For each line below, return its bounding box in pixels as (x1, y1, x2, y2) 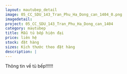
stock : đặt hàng (5, 40, 39, 45)
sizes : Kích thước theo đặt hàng (5, 44, 75, 49)
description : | (5, 49, 37, 54)
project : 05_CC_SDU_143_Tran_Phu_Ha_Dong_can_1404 (5, 21, 113, 26)
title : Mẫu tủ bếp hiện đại (5, 30, 64, 35)
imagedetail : (5, 16, 33, 21)
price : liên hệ (5, 35, 37, 40)
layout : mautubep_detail (5, 7, 57, 12)
